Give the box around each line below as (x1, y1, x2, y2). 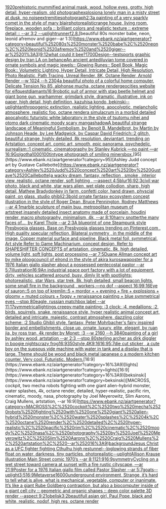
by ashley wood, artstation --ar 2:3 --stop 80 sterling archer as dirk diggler (5, 335, 157, 341)
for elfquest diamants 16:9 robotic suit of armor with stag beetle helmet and (5, 89, 155, 94)
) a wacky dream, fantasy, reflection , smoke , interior (48, 173, 157, 178)
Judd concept (128, 157, 157, 162)
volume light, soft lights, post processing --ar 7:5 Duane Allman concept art (5, 251, 157, 257)
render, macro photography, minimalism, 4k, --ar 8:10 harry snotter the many (5, 215, 160, 220)
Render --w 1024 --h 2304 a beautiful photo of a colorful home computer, (5, 78, 155, 84)
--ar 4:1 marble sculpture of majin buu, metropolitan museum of (5, 204, 133, 210)
